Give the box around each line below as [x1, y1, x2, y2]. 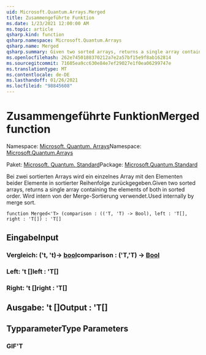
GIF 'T [6, 342, 23, 350]
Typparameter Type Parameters [6, 323, 129, 334]
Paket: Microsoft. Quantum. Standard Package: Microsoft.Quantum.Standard [6, 160, 198, 168]
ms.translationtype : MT [6, 65, 67, 72]
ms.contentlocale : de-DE [6, 72, 70, 78]
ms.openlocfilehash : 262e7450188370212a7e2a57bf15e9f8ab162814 [6, 54, 172, 61]
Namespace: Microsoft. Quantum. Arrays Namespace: [6, 142, 142, 150]
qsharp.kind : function [6, 32, 64, 38]
